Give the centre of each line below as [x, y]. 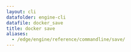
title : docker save [31, 28]
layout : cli [21, 12]
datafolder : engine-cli [36, 17]
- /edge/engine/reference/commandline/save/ [69, 39]
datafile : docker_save [35, 23]
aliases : [17, 34]
